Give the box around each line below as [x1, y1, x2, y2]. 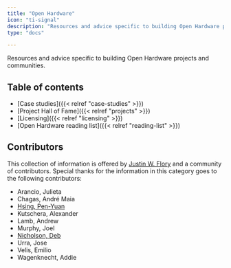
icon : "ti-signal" [7, 16, 60, 23]
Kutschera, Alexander [16, 209, 79, 217]
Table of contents [7, 81, 84, 93]
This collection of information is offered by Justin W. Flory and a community [7, 159, 222, 168]
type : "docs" [7, 29, 45, 36]
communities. [7, 61, 46, 69]
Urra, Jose [16, 238, 47, 247]
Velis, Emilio [16, 245, 52, 254]
